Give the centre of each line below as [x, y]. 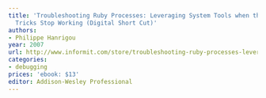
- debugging [28, 67]
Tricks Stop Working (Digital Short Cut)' [86, 23]
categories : [28, 60]
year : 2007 [26, 45]
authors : [23, 30]
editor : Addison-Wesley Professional [70, 81]
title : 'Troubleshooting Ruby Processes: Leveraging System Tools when [129, 15]
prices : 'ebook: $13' [44, 74]
